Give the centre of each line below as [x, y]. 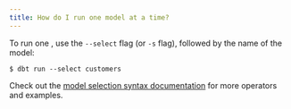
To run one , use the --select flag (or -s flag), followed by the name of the [146, 43]
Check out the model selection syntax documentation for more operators [143, 85]
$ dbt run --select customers [66, 69]
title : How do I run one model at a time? [89, 17]
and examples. [36, 95]
